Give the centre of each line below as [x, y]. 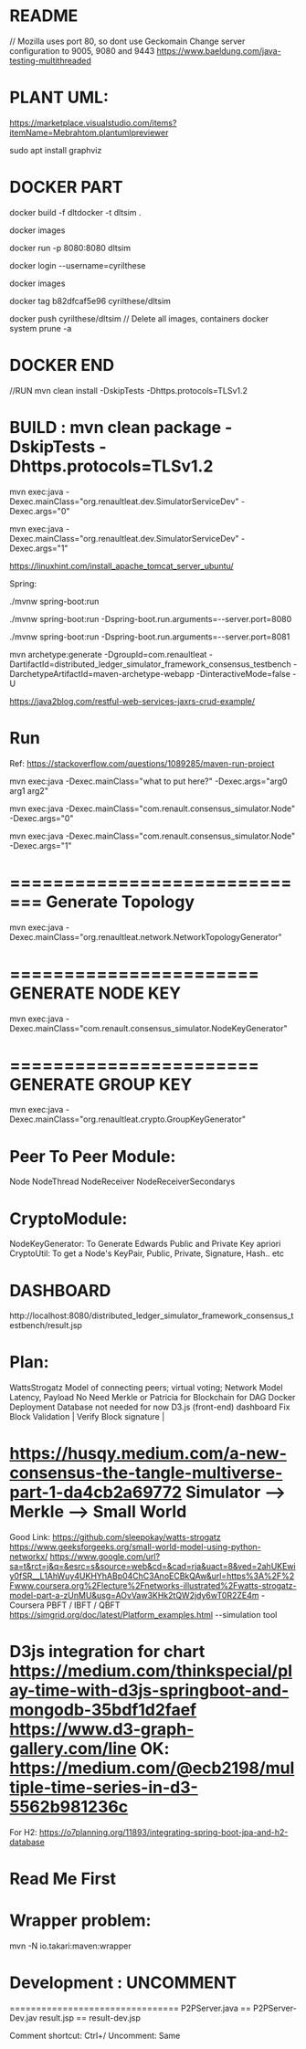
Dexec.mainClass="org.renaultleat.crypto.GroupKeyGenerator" [128, 1119]
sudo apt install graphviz [56, 150]
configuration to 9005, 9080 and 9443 [82, 50]
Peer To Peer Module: [93, 1156]
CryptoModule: [69, 1218]
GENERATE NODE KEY [95, 993]
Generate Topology [120, 902]
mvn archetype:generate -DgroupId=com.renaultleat [108, 654]
